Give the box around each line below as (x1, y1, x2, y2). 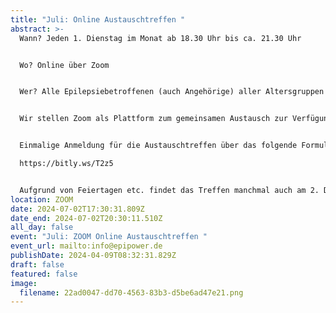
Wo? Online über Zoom (19, 60, 110, 70)
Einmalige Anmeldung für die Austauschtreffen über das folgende (19, 141, 298, 151)
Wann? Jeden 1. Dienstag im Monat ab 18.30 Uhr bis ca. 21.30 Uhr (19, 33, 302, 43)
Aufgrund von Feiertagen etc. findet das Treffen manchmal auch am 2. (19, 185, 320, 195)
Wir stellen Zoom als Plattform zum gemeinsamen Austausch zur (19, 114, 288, 124)
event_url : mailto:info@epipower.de (10, 241, 163, 251)
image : (10, 278, 38, 288)
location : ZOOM (10, 194, 74, 205)
